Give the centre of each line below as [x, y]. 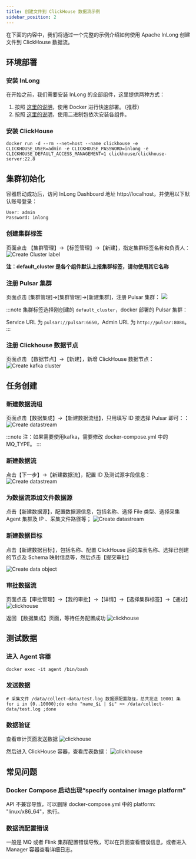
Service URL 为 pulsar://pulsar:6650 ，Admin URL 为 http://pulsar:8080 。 [98, 322]
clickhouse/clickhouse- [138, 154]
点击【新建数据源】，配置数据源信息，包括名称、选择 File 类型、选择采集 [93, 512]
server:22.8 [21, 159]
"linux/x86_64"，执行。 [34, 812]
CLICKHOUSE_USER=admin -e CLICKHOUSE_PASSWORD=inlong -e [77, 149]
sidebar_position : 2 [31, 17]
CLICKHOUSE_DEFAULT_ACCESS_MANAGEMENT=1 [57, 154]
